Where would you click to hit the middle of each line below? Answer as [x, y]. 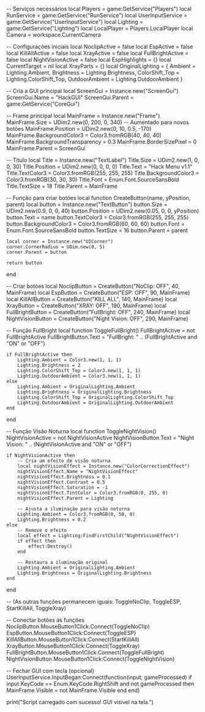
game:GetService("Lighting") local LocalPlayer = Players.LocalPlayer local [100, 28]
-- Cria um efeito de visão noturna [64, 461]
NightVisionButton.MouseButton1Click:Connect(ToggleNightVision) [91, 659]
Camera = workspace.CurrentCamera [54, 35]
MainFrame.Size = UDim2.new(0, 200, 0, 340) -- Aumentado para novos [98, 122]
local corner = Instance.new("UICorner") [60, 241]
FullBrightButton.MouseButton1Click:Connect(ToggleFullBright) [85, 652]
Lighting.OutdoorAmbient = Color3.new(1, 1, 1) [79, 376]
